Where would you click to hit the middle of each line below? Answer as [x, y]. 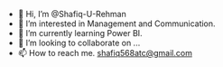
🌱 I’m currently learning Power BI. [80, 33]
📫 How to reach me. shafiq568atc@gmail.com [105, 53]
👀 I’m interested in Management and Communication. [116, 24]
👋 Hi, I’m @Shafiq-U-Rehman [72, 14]
